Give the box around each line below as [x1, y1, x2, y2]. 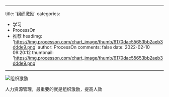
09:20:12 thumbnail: [12, 50, 54, 56]
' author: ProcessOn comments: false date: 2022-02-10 [35, 44, 150, 50]
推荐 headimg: [12, 33, 43, 39]
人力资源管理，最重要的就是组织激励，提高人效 [5, 86, 102, 92]
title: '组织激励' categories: [5, 11, 60, 17]
